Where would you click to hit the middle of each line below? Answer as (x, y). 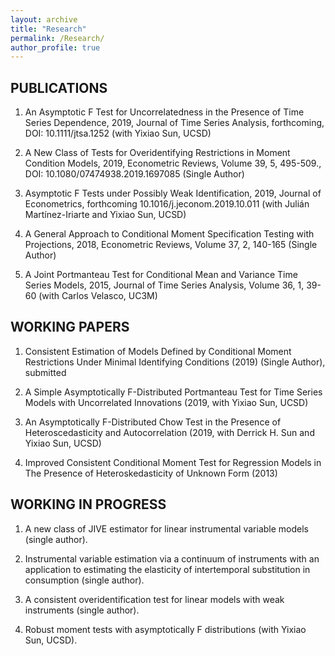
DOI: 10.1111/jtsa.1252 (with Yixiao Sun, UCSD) (118, 133)
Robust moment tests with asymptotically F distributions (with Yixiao (165, 629)
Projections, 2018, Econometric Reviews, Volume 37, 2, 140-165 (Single (171, 245)
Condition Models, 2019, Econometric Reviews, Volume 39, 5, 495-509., (173, 163)
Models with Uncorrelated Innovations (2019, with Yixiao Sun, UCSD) (166, 402)
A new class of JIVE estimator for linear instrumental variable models (166, 528)
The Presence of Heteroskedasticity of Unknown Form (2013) (151, 473)
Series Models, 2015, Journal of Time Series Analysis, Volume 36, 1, (164, 285)
